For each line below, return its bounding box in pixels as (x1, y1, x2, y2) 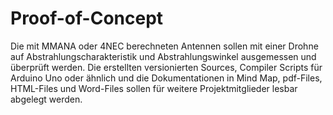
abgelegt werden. (10, 93, 83, 105)
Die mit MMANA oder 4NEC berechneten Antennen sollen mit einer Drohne (10, 40, 319, 52)
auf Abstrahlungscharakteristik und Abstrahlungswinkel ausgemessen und (10, 50, 317, 62)
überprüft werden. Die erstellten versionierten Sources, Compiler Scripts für (10, 61, 323, 73)
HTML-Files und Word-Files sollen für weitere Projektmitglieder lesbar (10, 82, 298, 94)
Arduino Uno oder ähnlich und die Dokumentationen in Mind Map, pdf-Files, (10, 72, 323, 84)
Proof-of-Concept (10, 7, 164, 30)
